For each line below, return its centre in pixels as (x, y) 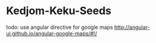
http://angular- (132, 27)
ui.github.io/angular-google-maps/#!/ (52, 33)
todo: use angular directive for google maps (60, 27)
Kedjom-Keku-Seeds (59, 11)
